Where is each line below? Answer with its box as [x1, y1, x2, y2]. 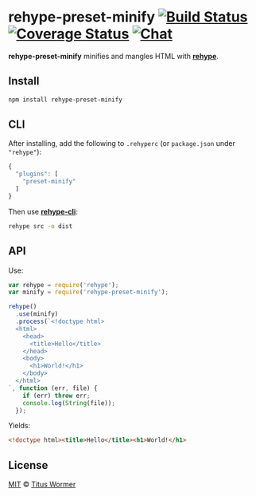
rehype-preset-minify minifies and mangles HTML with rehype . [8, 51, 219, 61]
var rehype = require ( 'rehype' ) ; [8, 281, 119, 289]
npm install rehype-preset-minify [8, 96, 123, 104]
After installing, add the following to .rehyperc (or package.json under [8, 139, 236, 148]
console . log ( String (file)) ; [22, 399, 115, 407]
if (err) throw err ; [22, 392, 91, 400]
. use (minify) [15, 310, 59, 318]
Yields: [8, 421, 31, 431]
